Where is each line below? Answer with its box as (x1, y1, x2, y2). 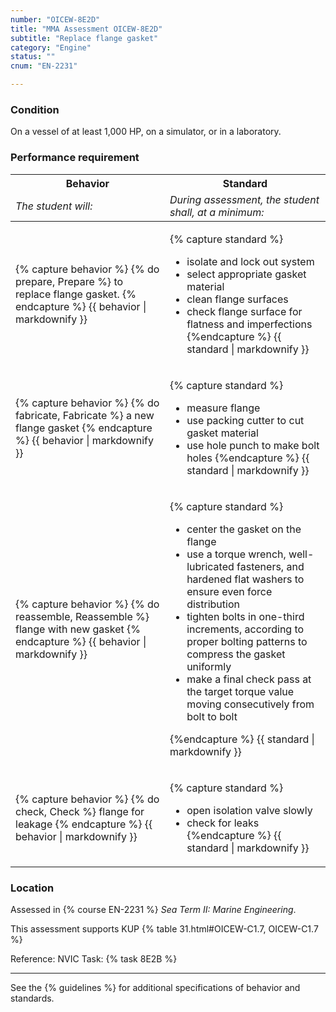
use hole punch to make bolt (186, 438, 320, 452)
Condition (10, 102, 60, 116)
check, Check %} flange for (15, 804, 145, 818)
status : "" (10, 52, 56, 62)
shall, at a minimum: (169, 205, 265, 219)
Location (10, 881, 55, 895)
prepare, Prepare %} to (15, 274, 124, 288)
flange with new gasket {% (15, 622, 141, 636)
